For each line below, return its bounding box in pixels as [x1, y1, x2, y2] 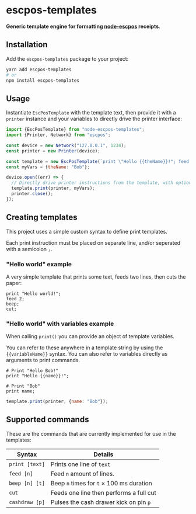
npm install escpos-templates [6, 77, 80, 84]
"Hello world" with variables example [6, 319, 114, 328]
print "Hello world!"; [6, 290, 61, 297]
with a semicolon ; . [6, 245, 52, 252]
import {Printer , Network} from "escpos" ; [6, 132, 111, 138]
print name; [6, 388, 35, 394]
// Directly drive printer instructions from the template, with [11, 180, 174, 186]
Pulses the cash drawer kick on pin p [50, 498, 151, 506]
